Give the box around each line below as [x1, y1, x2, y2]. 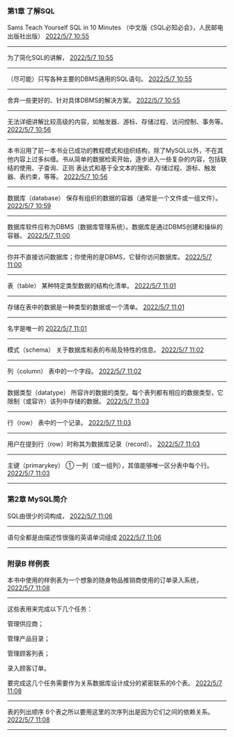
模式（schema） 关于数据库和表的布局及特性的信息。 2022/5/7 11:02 [7, 345, 204, 354]
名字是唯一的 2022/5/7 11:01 [7, 325, 87, 333]
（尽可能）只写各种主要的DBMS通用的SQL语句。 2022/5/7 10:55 [7, 75, 193, 83]
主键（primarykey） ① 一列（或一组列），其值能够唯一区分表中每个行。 [7, 461, 214, 470]
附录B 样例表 [7, 558, 50, 568]
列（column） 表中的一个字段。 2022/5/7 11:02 [7, 367, 141, 375]
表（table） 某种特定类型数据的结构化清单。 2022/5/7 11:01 [7, 281, 176, 290]
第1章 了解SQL [7, 6, 56, 15]
